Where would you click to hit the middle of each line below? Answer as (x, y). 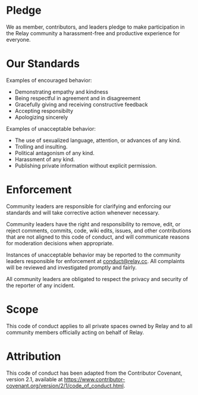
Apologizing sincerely (41, 117)
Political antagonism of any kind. (55, 153)
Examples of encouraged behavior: (49, 80)
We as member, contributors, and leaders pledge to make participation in (96, 27)
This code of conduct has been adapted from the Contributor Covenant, (94, 373)
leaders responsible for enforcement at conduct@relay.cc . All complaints (95, 261)
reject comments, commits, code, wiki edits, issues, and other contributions (99, 230)
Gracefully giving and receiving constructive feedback (81, 104)
